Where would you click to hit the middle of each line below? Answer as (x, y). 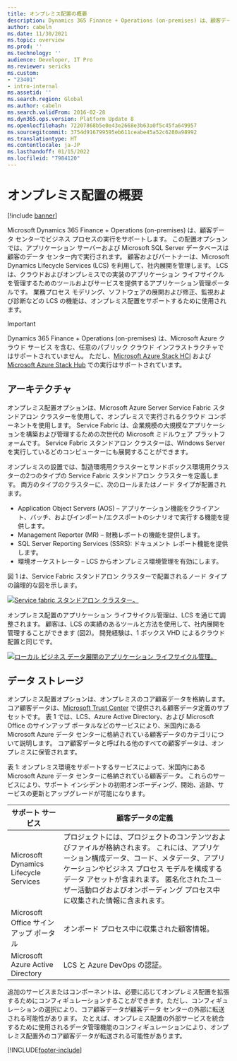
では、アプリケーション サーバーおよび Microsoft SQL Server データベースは (118, 247)
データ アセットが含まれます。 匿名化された (135, 879)
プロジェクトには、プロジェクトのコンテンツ (138, 837)
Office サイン (33, 923)
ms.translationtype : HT (42, 138)
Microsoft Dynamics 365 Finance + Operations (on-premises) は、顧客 (110, 230)
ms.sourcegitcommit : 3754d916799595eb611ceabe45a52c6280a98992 (102, 132)
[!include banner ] (32, 215)
